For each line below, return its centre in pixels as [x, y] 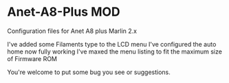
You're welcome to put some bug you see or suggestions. [89, 72]
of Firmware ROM [32, 58]
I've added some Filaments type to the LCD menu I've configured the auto [112, 44]
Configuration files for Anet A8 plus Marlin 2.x [72, 31]
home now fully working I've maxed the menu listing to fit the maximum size [115, 51]
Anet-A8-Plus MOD [64, 12]
